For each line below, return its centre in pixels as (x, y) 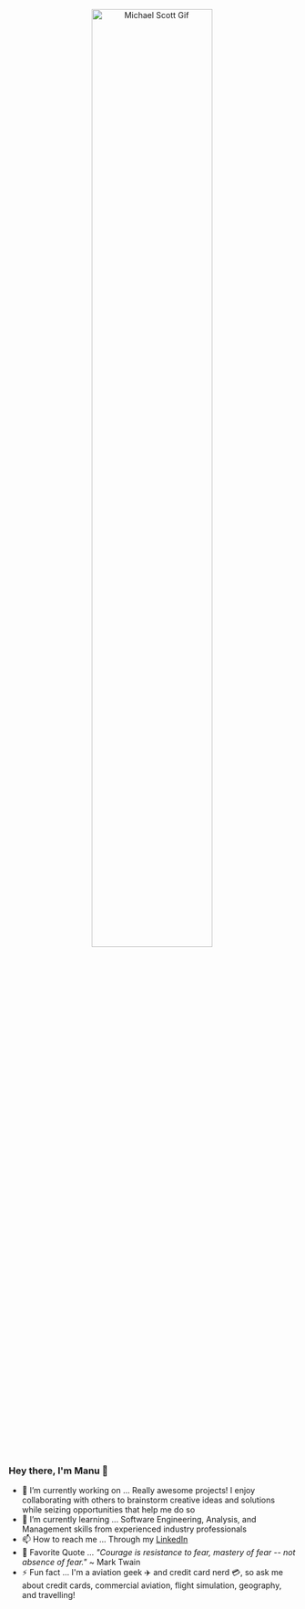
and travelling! (48, 1595)
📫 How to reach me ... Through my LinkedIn (105, 1540)
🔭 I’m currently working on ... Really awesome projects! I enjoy (138, 1491)
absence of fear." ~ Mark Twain (81, 1563)
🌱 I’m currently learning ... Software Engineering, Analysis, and (139, 1520)
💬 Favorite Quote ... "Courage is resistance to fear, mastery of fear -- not (158, 1553)
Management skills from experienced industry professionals (134, 1529)
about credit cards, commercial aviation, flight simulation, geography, (152, 1585)
